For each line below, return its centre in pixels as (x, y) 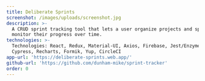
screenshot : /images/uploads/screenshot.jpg (64, 18)
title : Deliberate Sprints (41, 12)
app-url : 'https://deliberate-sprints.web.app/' (69, 57)
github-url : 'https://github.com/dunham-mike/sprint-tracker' (87, 63)
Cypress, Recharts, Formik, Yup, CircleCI (67, 52)
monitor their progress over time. (57, 35)
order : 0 (17, 69)
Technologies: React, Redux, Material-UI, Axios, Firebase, (90, 46)
